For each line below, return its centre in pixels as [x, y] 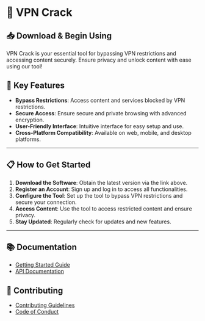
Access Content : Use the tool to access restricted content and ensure [103, 208]
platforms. [28, 139]
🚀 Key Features [36, 86]
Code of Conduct [37, 312]
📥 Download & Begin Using [59, 36]
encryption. [30, 120]
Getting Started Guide [42, 265]
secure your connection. [46, 202]
